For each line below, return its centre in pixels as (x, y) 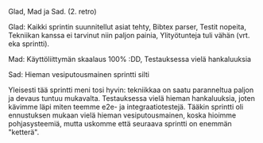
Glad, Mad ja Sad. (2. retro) (52, 12)
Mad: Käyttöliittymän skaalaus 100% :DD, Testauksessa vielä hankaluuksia (130, 59)
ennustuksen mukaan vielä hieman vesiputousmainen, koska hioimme (122, 115)
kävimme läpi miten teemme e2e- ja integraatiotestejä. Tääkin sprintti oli (126, 107)
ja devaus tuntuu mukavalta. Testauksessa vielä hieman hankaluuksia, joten (132, 98)
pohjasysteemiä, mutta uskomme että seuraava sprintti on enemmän (120, 124)
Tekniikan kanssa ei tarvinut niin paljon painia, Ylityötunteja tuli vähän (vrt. (129, 35)
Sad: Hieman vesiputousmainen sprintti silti (79, 74)
